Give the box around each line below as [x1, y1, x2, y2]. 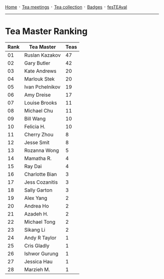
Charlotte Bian [24, 171, 57, 177]
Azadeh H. [24, 210, 48, 217]
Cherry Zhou [24, 131, 54, 138]
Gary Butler [24, 60, 50, 66]
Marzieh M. [24, 266, 50, 273]
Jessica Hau [24, 258, 53, 265]
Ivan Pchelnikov [24, 83, 61, 90]
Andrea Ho [24, 202, 49, 209]
